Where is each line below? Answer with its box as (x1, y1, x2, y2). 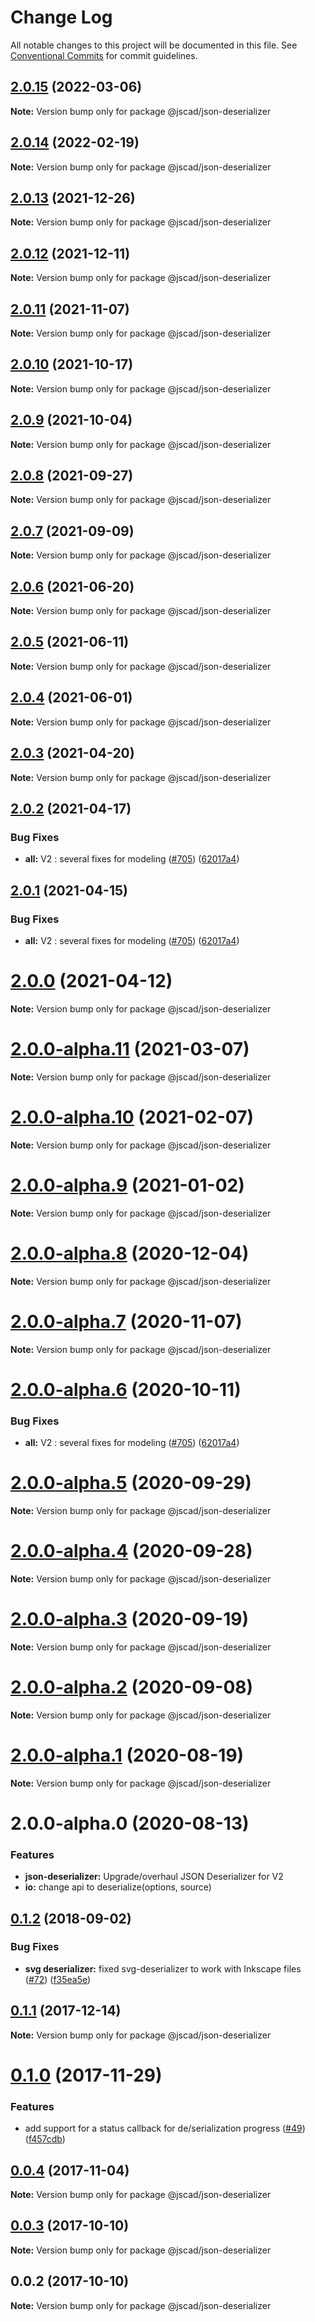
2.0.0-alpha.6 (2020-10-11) (10, 1378, 242, 1401)
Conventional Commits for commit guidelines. (10, 49, 198, 61)
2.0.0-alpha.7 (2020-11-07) (10, 1310, 243, 1333)
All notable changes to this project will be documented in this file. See (10, 39, 298, 51)
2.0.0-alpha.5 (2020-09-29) (10, 1472, 252, 1495)
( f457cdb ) (24, 2133, 66, 2145)
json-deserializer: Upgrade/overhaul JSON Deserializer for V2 (24, 1871, 284, 1883)
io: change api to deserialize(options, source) (24, 1881, 212, 1893)
